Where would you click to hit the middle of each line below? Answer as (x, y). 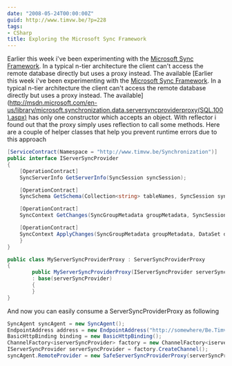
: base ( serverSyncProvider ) (72, 279)
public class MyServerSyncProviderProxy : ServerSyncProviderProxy (106, 259)
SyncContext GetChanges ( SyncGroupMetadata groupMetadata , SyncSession (123, 215)
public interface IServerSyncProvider (63, 159)
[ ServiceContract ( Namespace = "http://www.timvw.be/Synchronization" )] (112, 152)
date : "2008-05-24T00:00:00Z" (51, 13)
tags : (15, 26)
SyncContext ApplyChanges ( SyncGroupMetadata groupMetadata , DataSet (120, 234)
